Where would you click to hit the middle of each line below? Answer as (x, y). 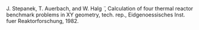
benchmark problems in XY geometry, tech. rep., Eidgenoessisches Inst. (96, 15)
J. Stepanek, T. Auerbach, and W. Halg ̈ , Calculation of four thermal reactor (100, 9)
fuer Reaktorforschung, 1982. (43, 21)
